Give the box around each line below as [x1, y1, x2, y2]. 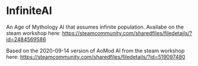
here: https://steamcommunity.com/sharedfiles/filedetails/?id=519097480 [6, 53, 186, 60]
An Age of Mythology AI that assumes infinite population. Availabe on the [6, 23, 184, 30]
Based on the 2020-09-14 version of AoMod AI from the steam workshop [6, 47, 185, 54]
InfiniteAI [6, 4, 52, 18]
